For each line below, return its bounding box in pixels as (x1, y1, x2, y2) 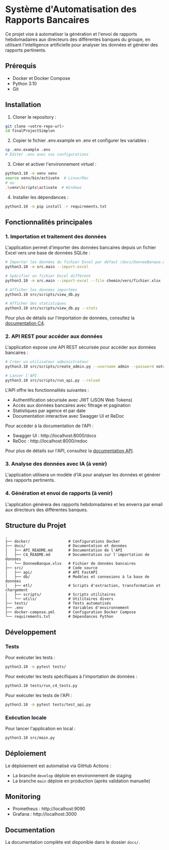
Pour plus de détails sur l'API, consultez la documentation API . (5, 447, 134, 454)
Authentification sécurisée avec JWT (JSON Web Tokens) (12, 396, 133, 403)
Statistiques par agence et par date (12, 408, 86, 414)
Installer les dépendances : (12, 194, 69, 200)
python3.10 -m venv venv (5, 171, 57, 176)
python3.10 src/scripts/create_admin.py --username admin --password (5, 364, 154, 369)
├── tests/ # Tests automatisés (5, 601, 112, 606)
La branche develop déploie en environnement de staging (12, 772, 132, 778)
